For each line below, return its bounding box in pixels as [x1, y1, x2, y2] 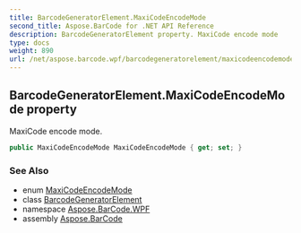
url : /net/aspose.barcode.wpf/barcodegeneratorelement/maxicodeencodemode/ [9, 55, 298, 64]
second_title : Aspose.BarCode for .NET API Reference [9, 22, 215, 30]
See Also [9, 164, 49, 177]
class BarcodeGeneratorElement [21, 194, 142, 204]
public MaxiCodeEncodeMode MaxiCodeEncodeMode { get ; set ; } [9, 142, 243, 152]
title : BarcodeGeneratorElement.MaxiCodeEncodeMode [9, 13, 206, 22]
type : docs [9, 38, 50, 47]
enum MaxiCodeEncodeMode [21, 185, 133, 195]
